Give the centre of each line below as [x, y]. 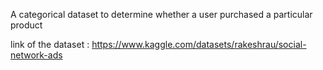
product [26, 25]
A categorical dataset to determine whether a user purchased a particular [161, 14]
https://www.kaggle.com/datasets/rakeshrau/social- [199, 44]
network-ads [36, 55]
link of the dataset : [50, 44]
